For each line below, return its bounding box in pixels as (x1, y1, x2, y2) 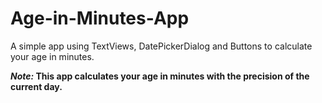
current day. (10, 80, 63, 92)
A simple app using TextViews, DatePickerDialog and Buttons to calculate (10, 40, 313, 52)
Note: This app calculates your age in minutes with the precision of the (10, 70, 310, 82)
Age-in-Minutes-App (10, 7, 190, 30)
